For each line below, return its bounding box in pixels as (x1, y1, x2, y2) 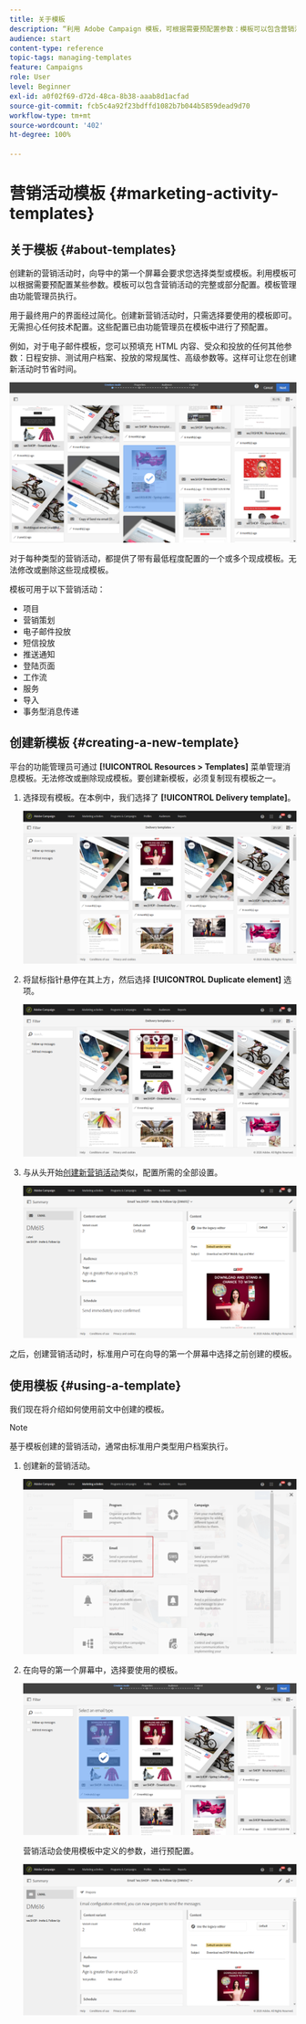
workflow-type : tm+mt (9, 110, 92, 121)
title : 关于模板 (9, 15, 66, 24)
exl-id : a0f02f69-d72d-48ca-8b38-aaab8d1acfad (9, 91, 189, 100)
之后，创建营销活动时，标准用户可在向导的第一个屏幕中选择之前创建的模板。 (9, 1348, 297, 1359)
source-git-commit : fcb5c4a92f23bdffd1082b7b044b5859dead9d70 (9, 101, 250, 110)
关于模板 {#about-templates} (9, 242, 177, 257)
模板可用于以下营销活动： (9, 584, 106, 595)
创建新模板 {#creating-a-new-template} (9, 735, 240, 750)
